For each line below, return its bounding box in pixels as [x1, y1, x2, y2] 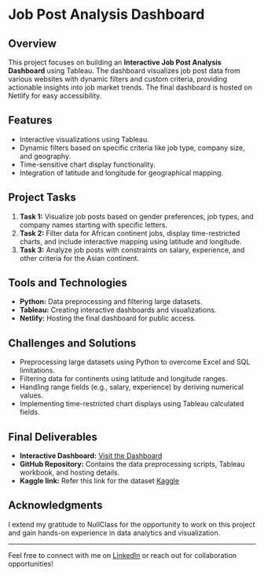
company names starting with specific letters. [19, 220, 168, 229]
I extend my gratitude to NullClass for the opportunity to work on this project [8, 519, 255, 529]
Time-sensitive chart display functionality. [19, 160, 156, 169]
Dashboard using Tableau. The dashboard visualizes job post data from [8, 66, 241, 75]
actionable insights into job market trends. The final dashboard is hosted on [8, 83, 253, 92]
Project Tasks [8, 191, 77, 204]
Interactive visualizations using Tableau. [19, 134, 149, 144]
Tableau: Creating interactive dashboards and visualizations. [19, 305, 217, 315]
